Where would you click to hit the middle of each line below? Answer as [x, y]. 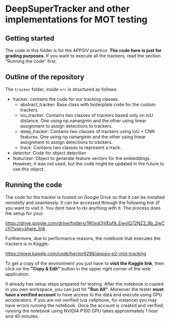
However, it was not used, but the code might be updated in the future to [88, 164]
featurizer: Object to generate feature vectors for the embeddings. [81, 158]
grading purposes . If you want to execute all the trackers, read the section [83, 56]
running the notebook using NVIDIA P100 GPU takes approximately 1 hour [82, 311]
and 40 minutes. [22, 316]
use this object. [29, 169]
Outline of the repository [45, 77]
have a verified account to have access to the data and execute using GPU [84, 295]
